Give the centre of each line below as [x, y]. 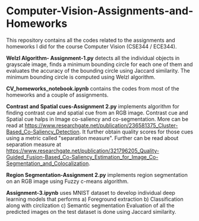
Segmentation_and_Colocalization [48, 163]
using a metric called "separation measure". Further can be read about [92, 138]
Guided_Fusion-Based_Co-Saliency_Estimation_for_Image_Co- [82, 157]
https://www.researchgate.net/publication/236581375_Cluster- [101, 125]
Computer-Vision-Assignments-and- [100, 11]
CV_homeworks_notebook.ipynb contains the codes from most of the [93, 88]
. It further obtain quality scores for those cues [136, 132]
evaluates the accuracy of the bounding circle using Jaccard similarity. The [98, 70]
